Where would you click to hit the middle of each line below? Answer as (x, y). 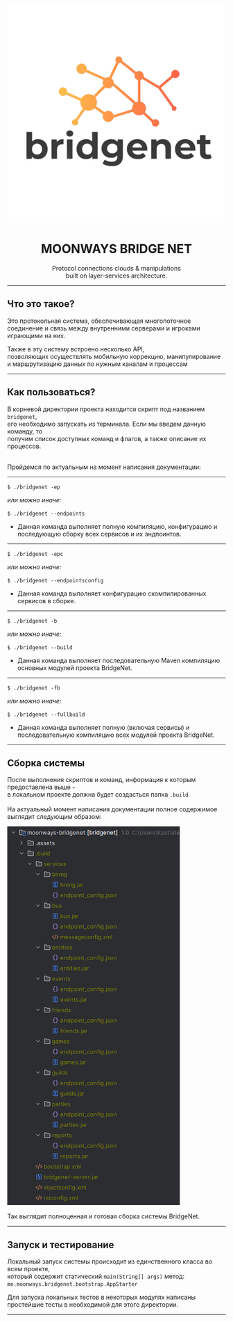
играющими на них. (36, 335)
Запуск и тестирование (61, 1244)
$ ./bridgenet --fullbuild (46, 715)
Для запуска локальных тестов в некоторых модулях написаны (102, 1297)
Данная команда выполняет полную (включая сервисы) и (103, 727)
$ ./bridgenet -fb (34, 688)
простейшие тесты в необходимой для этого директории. (93, 1305)
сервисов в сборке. (46, 600)
